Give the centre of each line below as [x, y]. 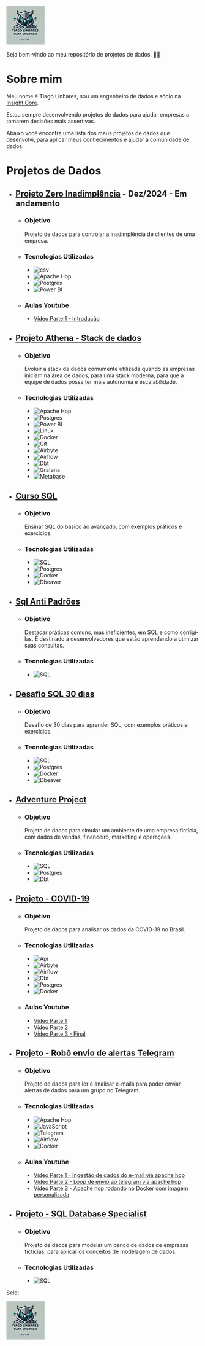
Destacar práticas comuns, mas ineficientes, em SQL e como [101, 632]
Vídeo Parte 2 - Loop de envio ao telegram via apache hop [107, 1181]
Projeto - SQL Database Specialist [81, 1214]
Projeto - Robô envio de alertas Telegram [95, 1053]
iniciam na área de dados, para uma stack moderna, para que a [104, 375]
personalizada [51, 1194]
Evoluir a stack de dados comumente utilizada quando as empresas [110, 369]
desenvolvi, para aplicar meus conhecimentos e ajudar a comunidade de [98, 139]
